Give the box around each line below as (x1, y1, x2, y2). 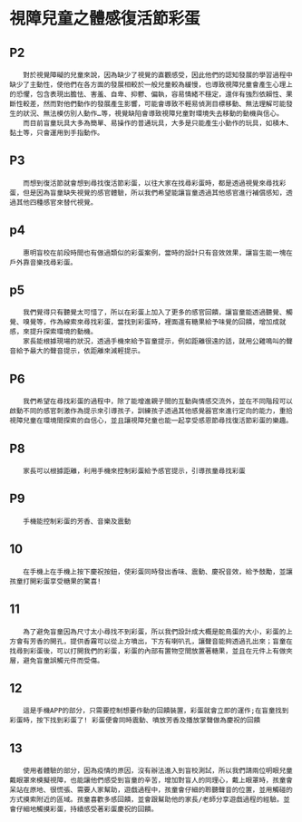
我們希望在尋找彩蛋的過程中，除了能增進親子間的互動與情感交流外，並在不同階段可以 (22, 397, 293, 406)
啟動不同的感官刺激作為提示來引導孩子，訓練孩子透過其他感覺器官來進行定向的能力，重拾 (9, 407, 293, 416)
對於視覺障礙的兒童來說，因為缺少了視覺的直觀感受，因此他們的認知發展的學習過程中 (22, 71, 293, 80)
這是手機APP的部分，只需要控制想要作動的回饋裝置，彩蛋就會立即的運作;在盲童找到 (22, 706, 289, 716)
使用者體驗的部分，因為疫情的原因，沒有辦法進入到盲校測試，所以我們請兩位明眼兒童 (22, 767, 293, 776)
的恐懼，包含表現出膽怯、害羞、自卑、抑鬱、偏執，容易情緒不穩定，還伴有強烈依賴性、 (9, 90, 287, 99)
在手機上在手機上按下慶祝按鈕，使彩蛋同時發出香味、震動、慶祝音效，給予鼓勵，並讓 (22, 567, 293, 576)
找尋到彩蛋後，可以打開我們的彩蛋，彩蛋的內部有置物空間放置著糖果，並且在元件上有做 (9, 646, 287, 655)
